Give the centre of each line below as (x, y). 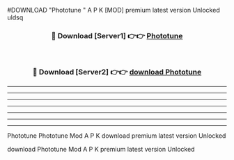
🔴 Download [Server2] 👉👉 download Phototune (117, 72)
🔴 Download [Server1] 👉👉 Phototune (117, 35)
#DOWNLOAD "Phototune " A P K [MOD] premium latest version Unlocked (114, 10)
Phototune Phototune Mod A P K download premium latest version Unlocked (117, 136)
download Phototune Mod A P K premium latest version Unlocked (101, 149)
